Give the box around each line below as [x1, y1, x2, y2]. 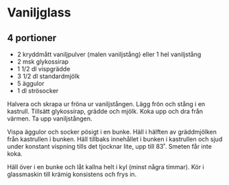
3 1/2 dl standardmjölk [16, 72, 80, 80]
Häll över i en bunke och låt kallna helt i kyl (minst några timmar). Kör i [7, 163, 204, 171]
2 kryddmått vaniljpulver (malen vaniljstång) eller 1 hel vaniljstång [16, 50, 202, 58]
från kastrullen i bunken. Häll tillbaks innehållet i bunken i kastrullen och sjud [7, 135, 223, 143]
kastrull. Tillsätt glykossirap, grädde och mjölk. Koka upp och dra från [7, 108, 204, 115]
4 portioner [7, 32, 57, 44]
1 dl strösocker [16, 87, 59, 95]
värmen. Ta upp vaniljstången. [7, 114, 93, 123]
